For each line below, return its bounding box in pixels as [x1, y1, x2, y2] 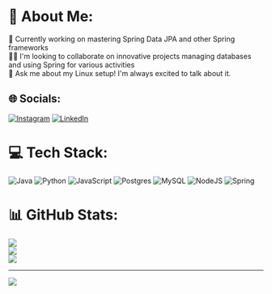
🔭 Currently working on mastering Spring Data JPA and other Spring [8, 34, 236, 44]
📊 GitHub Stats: [8, 206, 119, 224]
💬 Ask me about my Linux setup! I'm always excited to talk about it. [8, 68, 232, 78]
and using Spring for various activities [8, 60, 135, 70]
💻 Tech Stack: [8, 143, 108, 161]
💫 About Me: [8, 7, 94, 26]
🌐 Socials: [8, 92, 62, 106]
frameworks [8, 42, 49, 52]
